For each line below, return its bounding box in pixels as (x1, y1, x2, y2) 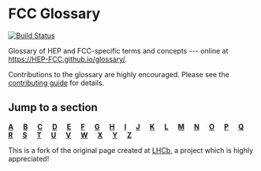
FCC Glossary (8, 5, 101, 23)
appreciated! (8, 154, 50, 163)
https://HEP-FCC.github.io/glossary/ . (8, 54, 128, 64)
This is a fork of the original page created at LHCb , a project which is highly (8, 145, 254, 154)
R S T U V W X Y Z (8, 130, 132, 139)
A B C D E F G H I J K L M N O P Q (8, 121, 244, 131)
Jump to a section (8, 101, 99, 114)
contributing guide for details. (8, 78, 105, 87)
